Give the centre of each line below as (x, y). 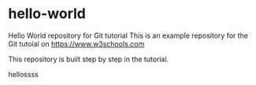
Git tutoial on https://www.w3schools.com (76, 43)
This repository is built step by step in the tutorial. (89, 59)
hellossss (24, 74)
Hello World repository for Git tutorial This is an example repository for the (128, 35)
